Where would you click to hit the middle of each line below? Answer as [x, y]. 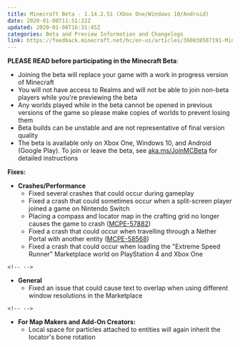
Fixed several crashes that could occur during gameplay [111, 193]
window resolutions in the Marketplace [85, 296]
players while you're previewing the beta [77, 98]
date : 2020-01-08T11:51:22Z [49, 21]
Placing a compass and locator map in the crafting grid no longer [124, 216]
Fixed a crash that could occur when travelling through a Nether [122, 231]
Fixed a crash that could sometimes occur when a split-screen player [130, 201]
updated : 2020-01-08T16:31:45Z [54, 27]
